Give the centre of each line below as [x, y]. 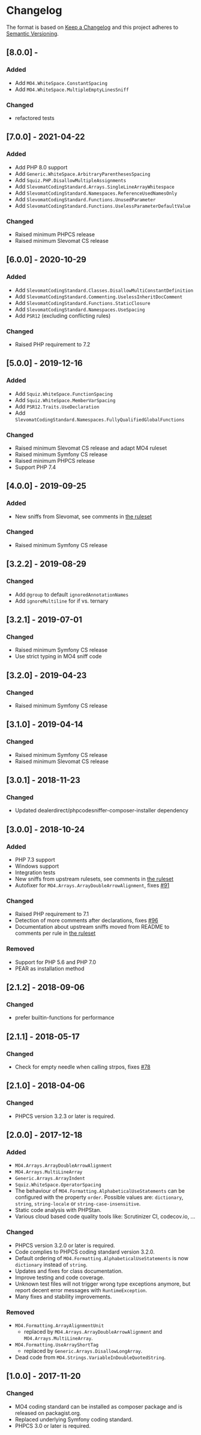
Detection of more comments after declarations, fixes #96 [86, 920]
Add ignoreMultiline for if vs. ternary [61, 601]
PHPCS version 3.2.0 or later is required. [65, 1245]
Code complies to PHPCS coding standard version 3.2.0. [85, 1252]
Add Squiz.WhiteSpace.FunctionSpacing [64, 394]
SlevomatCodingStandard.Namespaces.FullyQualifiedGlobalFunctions [100, 419]
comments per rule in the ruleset [55, 933]
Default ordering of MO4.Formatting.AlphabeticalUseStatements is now [102, 1258]
